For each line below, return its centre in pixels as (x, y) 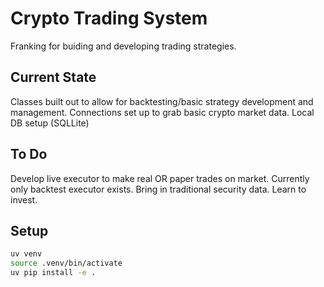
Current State (53, 77)
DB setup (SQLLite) (50, 123)
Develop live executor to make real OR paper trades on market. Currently (160, 178)
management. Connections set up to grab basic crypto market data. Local (162, 112)
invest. (24, 199)
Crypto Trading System (109, 18)
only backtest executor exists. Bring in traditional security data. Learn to (158, 189)
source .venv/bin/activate (66, 263)
